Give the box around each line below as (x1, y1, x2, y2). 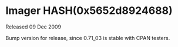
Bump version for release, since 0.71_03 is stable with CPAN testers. (5, 34, 170, 41)
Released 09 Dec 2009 (5, 23, 62, 30)
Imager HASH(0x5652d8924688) (5, 4, 173, 17)
